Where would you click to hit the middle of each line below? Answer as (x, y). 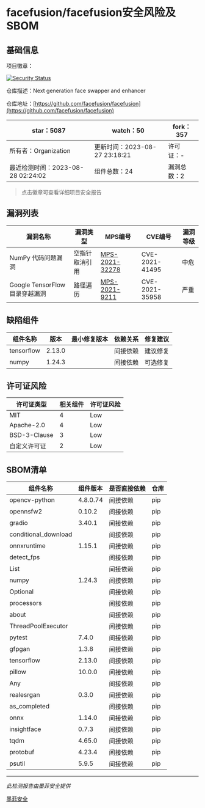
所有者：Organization (40, 151)
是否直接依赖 (128, 488)
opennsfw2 (26, 512)
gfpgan (20, 649)
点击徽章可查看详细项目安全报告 (61, 192)
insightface (25, 729)
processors (26, 603)
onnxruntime (27, 546)
